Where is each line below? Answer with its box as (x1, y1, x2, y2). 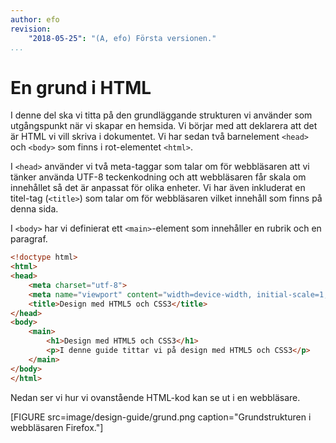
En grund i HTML (10, 76, 152, 99)
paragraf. (10, 233, 48, 245)
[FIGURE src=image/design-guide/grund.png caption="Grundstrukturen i (10, 411, 312, 423)
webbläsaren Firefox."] (10, 421, 104, 433)
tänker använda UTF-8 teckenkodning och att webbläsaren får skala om (10, 171, 307, 183)
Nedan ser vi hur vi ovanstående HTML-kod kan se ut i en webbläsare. (10, 391, 301, 403)
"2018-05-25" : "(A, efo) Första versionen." (28, 33, 217, 43)
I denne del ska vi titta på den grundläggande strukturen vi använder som (10, 109, 313, 121)
